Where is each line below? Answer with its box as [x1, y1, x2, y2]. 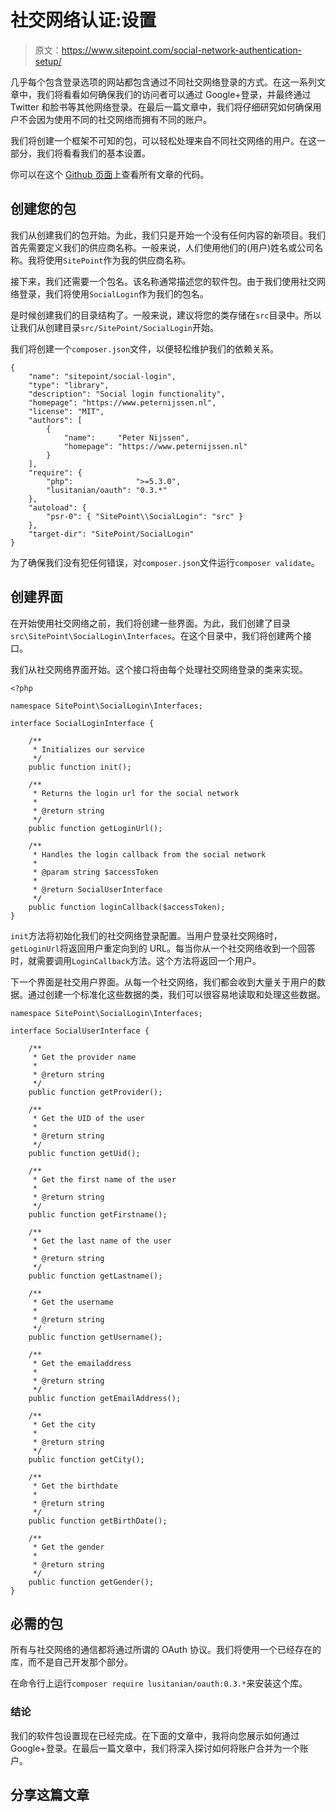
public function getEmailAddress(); [28, 1393, 182, 1403]
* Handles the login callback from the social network [32, 849, 267, 860]
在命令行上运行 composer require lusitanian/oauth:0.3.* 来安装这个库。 [10, 1677, 308, 1690]
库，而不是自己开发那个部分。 [10, 1656, 133, 1668]
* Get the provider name [32, 1052, 137, 1062]
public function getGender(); [28, 1577, 155, 1587]
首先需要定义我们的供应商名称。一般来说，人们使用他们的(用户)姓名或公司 [10, 241, 315, 253]
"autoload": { [28, 502, 87, 513]
